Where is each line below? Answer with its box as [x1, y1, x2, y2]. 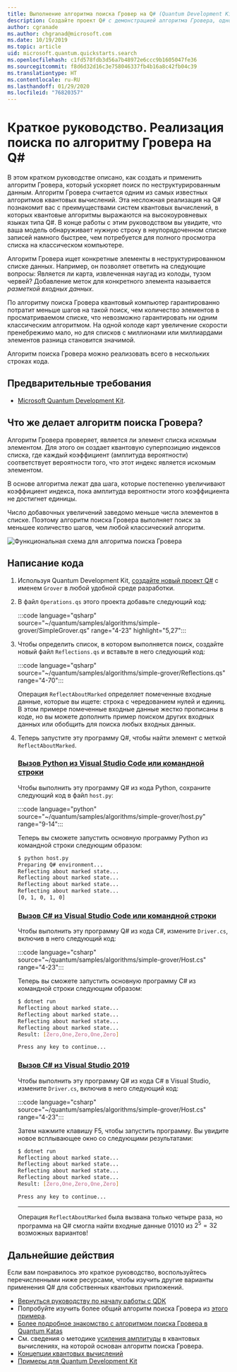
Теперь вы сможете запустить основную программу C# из [17, 977, 196, 985]
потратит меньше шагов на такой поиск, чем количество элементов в [7, 306, 220, 315]
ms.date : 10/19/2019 [7, 37, 68, 44]
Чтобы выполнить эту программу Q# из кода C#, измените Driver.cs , [17, 927, 229, 936]
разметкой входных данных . [7, 284, 94, 293]
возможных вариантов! [17, 1228, 88, 1238]
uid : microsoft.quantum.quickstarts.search [7, 50, 138, 57]
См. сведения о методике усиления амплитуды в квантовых [17, 1335, 200, 1343]
